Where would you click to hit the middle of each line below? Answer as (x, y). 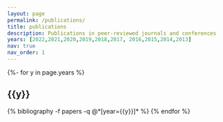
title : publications (37, 26)
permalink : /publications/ (46, 20)
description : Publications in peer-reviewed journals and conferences (112, 33)
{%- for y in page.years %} (46, 72)
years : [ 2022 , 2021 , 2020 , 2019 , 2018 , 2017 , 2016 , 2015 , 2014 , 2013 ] (99, 40)
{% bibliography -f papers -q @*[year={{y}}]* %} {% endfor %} (99, 111)
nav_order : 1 (26, 53)
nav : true (22, 46)
